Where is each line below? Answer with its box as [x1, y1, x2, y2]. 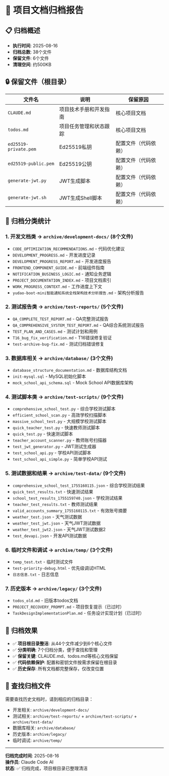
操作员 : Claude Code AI [5, 759, 54, 765]
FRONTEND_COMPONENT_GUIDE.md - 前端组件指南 [12, 265, 105, 271]
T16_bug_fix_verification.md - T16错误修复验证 [12, 334, 112, 340]
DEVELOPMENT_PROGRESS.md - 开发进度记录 [12, 252, 96, 258]
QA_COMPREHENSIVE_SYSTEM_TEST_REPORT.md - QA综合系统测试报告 [12, 322, 145, 328]
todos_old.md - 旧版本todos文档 [12, 597, 78, 603]
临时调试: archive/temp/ [12, 737, 62, 743]
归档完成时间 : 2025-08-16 [5, 752, 59, 758]
